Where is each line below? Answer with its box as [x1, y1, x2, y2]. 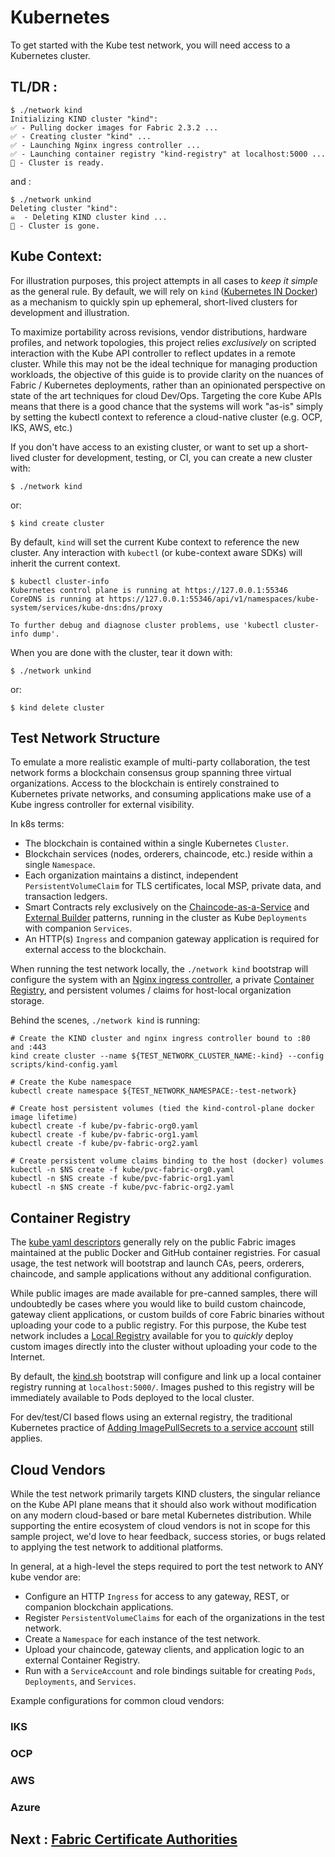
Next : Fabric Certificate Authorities [10, 1831, 238, 1848]
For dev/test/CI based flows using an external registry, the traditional [10, 1411, 293, 1423]
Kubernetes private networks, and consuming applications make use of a [10, 788, 312, 800]
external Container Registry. [24, 1654, 141, 1666]
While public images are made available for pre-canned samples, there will [10, 1287, 318, 1300]
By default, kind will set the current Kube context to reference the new [10, 536, 300, 548]
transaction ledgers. [24, 891, 108, 903]
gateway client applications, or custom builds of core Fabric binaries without [10, 1309, 325, 1321]
